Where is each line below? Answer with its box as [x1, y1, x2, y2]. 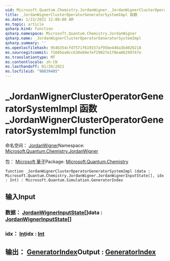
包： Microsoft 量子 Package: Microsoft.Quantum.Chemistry [5, 158, 129, 165]
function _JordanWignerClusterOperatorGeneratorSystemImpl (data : [5, 169, 151, 174]
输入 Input [5, 192, 35, 201]
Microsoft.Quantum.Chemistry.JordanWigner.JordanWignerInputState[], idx [5, 173, 164, 178]
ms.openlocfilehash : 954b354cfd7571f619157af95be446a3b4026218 [5, 45, 142, 50]
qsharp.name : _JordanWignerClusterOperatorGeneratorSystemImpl [5, 36, 142, 41]
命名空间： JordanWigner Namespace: [5, 142, 85, 148]
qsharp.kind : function [5, 26, 53, 31]
